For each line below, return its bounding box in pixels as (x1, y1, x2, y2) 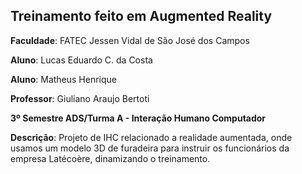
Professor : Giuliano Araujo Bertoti (10, 92, 150, 104)
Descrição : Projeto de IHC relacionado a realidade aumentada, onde (10, 131, 293, 143)
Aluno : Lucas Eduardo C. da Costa (10, 54, 153, 66)
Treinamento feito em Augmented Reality (10, 8, 273, 25)
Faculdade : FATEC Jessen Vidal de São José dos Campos (10, 34, 250, 46)
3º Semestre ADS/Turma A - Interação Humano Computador (10, 112, 267, 124)
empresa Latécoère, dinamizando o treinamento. (10, 152, 211, 164)
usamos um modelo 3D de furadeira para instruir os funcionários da (10, 142, 290, 154)
